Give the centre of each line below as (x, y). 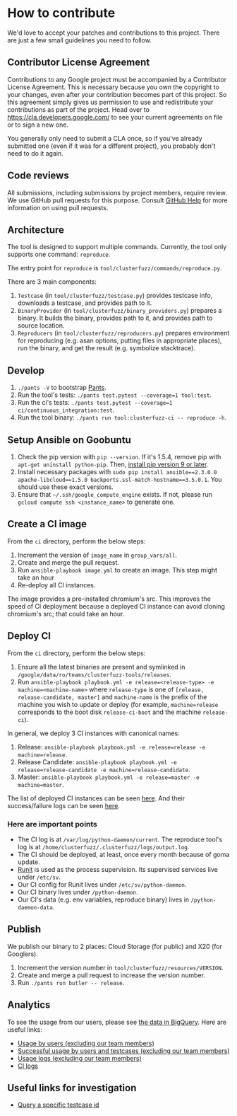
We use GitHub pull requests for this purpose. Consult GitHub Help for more (117, 200)
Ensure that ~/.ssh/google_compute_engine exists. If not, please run (115, 494)
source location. (41, 326)
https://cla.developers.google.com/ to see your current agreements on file (115, 117)
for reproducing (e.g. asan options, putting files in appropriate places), (120, 340)
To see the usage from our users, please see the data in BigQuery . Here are (117, 1022)
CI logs (28, 1066)
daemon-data (35, 907)
